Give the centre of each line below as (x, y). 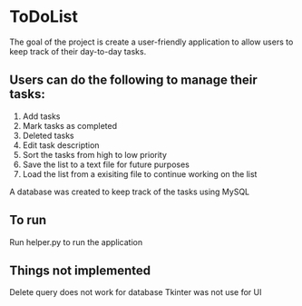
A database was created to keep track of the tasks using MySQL (130, 192)
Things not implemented (80, 270)
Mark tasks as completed (70, 125)
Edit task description (61, 145)
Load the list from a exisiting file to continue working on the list (140, 173)
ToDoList (44, 17)
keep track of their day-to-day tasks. (78, 51)
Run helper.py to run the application (76, 242)
